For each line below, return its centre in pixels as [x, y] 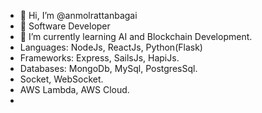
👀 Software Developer [65, 26]
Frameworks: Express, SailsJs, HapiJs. [99, 58]
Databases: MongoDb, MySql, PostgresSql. [108, 68]
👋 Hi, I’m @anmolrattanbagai [78, 15]
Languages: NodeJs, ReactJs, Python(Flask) [111, 47]
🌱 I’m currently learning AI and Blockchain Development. [136, 36]
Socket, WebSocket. [61, 79]
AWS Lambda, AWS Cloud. [74, 89]
